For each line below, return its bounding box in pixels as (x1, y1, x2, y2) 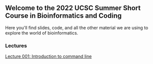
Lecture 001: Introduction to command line (5, 54, 92, 60)
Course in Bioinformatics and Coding (5, 12, 122, 20)
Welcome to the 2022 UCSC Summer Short (5, 4, 141, 12)
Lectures (5, 42, 27, 49)
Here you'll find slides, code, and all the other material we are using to (5, 25, 149, 31)
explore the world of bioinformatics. (5, 30, 78, 36)
